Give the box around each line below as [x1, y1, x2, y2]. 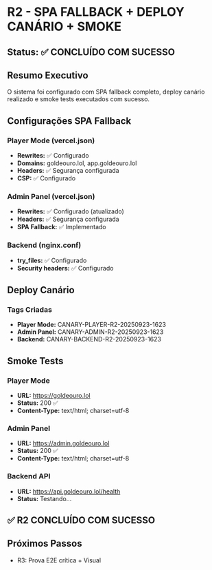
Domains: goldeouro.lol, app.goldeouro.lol [16, 159, 137, 167]
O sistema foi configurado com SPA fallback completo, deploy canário [7, 87, 205, 96]
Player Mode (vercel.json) [7, 136, 95, 145]
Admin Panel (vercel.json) [7, 192, 95, 201]
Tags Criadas [7, 304, 53, 314]
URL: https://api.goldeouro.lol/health [16, 487, 121, 496]
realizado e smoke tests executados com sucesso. [7, 95, 150, 103]
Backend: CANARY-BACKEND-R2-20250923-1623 [16, 335, 161, 344]
